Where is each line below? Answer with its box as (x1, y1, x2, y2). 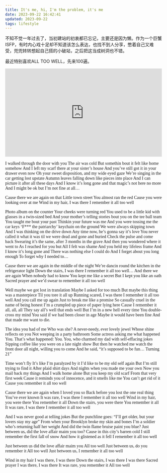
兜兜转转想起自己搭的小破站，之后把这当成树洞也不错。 (13, 48, 127, 54)
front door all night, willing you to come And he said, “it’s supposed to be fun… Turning (5, 346, 160, 352)
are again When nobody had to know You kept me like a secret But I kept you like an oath (5, 273, 162, 278)
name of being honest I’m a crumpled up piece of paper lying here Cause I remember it (5, 302, 157, 308)
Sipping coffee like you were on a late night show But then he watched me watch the (5, 341, 153, 347)
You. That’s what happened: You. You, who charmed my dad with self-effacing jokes (5, 336, 153, 342)
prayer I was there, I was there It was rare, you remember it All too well (5, 463, 130, 468)
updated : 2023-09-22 (5, 16, 48, 21)
